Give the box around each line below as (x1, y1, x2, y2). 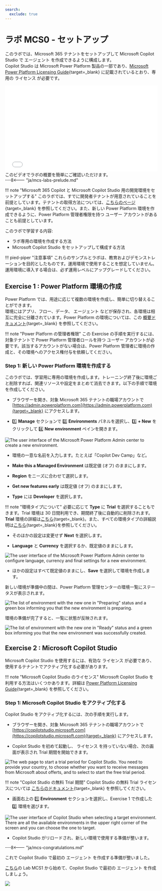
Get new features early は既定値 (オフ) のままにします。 (12, 483, 125, 489)
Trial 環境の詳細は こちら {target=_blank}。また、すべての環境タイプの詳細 (5, 516, 152, 522)
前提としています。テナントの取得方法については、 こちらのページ (5, 199, 136, 205)
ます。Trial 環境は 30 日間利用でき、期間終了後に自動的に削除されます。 (9, 510, 153, 516)
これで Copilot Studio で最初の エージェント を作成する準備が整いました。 (5, 855, 152, 860)
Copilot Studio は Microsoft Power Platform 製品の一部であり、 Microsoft (5, 63, 149, 69)
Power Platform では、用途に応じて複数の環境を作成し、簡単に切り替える (5, 296, 151, 302)
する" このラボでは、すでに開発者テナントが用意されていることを (26, 193, 157, 199)
